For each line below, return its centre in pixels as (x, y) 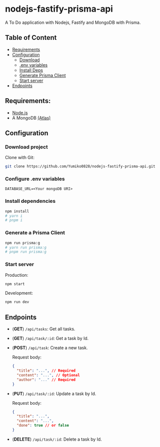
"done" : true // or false (43, 426)
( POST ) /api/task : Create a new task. (50, 348)
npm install (17, 211)
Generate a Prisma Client (35, 233)
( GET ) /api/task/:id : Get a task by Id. (50, 339)
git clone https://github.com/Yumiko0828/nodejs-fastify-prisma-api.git (80, 166)
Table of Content (31, 38)
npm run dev (17, 302)
